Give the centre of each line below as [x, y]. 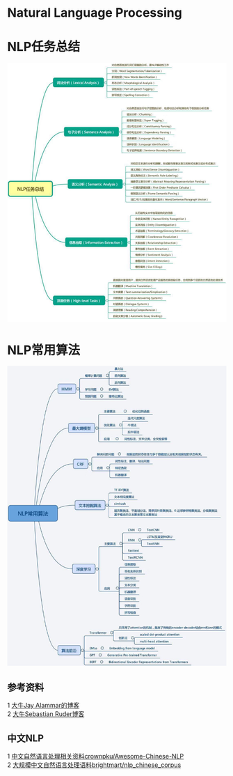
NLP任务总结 [44, 47]
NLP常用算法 [44, 350]
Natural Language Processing [95, 13]
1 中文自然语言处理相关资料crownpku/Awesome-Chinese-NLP [96, 756]
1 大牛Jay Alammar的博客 [43, 706]
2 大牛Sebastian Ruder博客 [46, 714]
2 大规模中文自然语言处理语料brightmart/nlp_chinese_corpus [94, 765]
